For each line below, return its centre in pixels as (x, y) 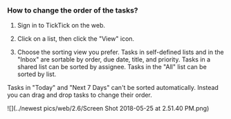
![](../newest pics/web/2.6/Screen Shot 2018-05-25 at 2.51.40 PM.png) (108, 109)
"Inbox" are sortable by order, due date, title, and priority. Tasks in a (114, 59)
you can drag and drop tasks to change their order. (80, 95)
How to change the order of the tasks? (73, 10)
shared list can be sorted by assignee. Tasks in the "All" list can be (112, 67)
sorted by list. (37, 74)
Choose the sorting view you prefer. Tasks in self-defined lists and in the (120, 52)
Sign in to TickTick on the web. (61, 26)
